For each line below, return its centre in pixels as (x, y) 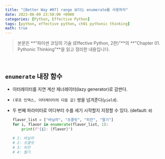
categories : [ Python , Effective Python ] (48, 19)
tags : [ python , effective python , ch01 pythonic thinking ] (68, 24)
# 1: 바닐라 (23, 138)
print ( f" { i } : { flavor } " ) (47, 129)
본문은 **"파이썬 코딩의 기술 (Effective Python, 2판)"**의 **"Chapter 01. (89, 43)
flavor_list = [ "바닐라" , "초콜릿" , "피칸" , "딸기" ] (63, 120)
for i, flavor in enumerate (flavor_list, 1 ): (60, 124)
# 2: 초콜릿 (23, 143)
